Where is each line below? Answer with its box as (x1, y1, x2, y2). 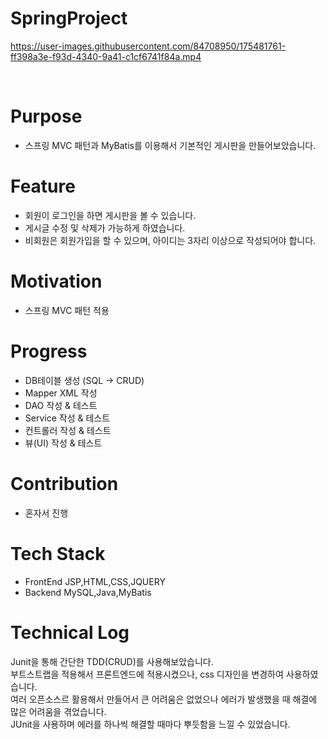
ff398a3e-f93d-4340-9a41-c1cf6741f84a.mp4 (10, 50, 202, 62)
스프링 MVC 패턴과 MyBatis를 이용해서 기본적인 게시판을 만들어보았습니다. (24, 139, 317, 151)
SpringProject (10, 7, 128, 30)
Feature (10, 175, 76, 198)
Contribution (10, 472, 119, 495)
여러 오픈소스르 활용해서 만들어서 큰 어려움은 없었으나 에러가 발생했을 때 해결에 (10, 693, 318, 705)
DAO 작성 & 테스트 (24, 399, 98, 411)
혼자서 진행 (24, 507, 69, 519)
